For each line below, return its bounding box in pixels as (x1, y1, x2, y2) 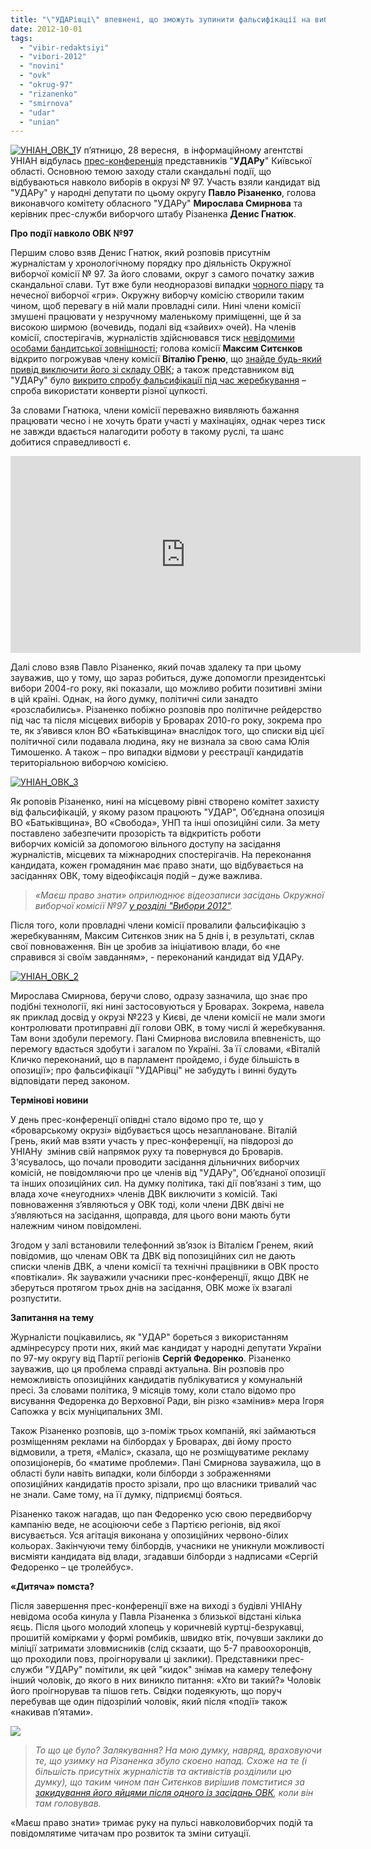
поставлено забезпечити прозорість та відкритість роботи (10, 827, 262, 840)
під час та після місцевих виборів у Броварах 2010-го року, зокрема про (10, 714, 323, 726)
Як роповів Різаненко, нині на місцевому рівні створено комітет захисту (10, 796, 320, 808)
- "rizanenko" (19, 89, 78, 99)
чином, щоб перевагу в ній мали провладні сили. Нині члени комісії (10, 300, 301, 312)
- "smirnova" (19, 98, 74, 108)
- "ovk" (19, 71, 52, 81)
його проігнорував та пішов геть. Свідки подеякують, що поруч (10, 1685, 282, 1697)
